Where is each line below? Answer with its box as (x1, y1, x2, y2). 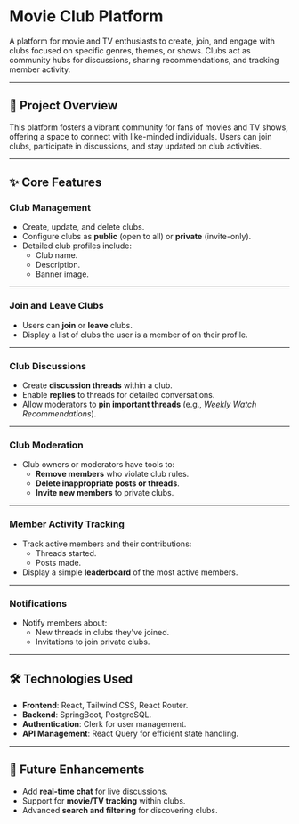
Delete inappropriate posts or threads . (35, 478, 180, 489)
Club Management (9, 202, 92, 214)
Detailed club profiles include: (21, 240, 132, 251)
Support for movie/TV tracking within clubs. (21, 795, 186, 806)
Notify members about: (21, 617, 108, 628)
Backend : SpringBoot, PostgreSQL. (21, 709, 152, 720)
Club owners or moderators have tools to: (21, 459, 175, 470)
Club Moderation (9, 439, 84, 451)
